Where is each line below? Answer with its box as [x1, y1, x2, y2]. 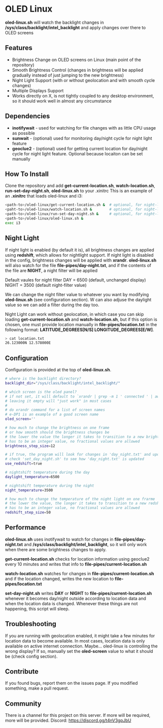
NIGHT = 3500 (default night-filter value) [5, 282, 87, 288]
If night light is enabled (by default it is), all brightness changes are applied [5, 247, 154, 253]
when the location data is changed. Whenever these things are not [5, 600, 138, 606]
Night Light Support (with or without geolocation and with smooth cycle [12, 77, 155, 83]
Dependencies [5, 112, 50, 120]
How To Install [5, 170, 49, 178]
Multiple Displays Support [12, 87, 64, 93]
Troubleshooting [5, 620, 57, 628]
